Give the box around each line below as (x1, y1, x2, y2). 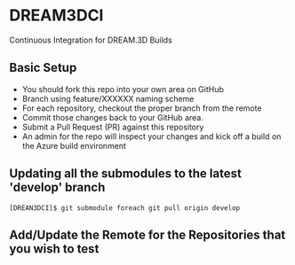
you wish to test (9, 241, 100, 256)
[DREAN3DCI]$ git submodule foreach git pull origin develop (9, 203, 241, 213)
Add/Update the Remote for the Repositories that (9, 227, 286, 242)
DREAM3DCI (9, 5, 104, 26)
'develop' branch (9, 180, 106, 195)
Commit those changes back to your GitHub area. (21, 112, 204, 122)
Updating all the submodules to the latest (9, 166, 242, 182)
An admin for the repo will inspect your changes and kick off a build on (21, 130, 282, 142)
